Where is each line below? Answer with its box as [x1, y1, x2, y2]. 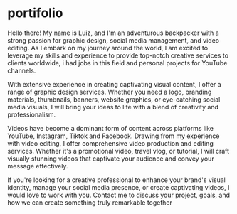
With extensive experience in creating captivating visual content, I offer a [7, 80, 222, 88]
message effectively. [7, 161, 68, 170]
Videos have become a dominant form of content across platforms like [7, 124, 214, 132]
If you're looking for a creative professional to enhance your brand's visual [7, 176, 226, 184]
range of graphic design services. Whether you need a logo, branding [7, 87, 212, 96]
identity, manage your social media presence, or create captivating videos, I [7, 183, 230, 191]
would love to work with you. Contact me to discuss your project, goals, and [7, 191, 230, 199]
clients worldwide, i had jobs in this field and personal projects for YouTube [7, 58, 228, 67]
